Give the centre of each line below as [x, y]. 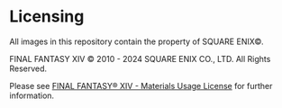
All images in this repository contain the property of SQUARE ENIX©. [136, 41]
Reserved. [28, 68]
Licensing [47, 17]
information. [32, 95]
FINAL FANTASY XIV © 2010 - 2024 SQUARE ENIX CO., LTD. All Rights [140, 58]
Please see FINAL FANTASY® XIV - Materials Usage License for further [141, 85]
